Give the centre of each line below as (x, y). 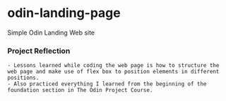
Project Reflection (39, 51)
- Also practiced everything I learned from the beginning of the (107, 84)
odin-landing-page (64, 13)
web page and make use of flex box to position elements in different (113, 72)
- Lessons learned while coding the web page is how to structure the (113, 66)
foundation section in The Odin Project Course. (80, 90)
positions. (23, 78)
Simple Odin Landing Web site (51, 32)
